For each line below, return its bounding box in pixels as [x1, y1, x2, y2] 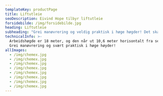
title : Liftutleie [5, 12, 42, 16]
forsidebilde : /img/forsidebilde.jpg [5, 20, 81, 26]
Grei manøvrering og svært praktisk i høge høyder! [9, 43, 116, 48]
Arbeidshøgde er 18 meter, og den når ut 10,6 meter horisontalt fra [9, 39, 153, 44]
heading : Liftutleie [5, 25, 47, 30]
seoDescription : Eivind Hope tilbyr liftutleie [5, 16, 103, 21]
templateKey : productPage [5, 7, 57, 12]
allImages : [5, 48, 27, 52]
